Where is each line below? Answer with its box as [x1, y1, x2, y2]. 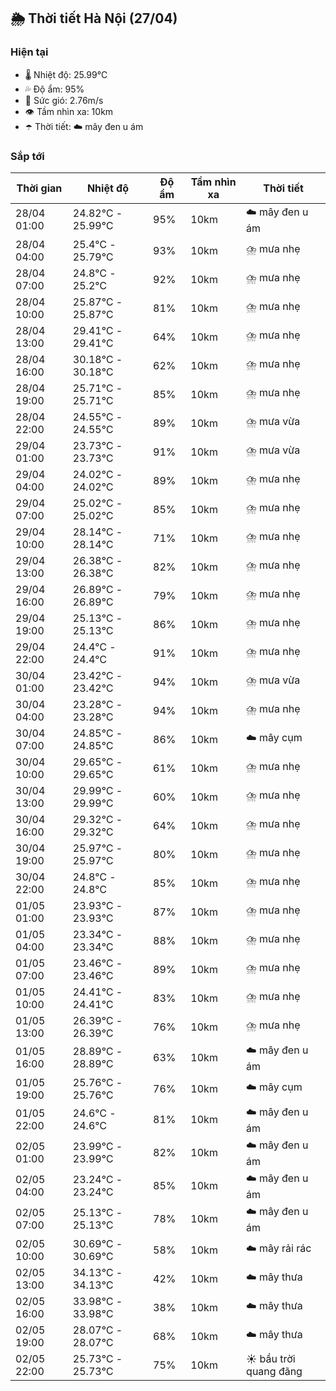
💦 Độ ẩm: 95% [24, 83, 85, 95]
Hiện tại [10, 45, 49, 59]
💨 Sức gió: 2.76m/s [24, 94, 104, 106]
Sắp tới [10, 149, 45, 163]
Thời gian [16, 181, 63, 195]
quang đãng [246, 1364, 303, 1378]
